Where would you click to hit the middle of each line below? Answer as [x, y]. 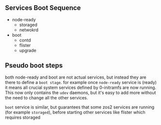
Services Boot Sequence [43, 8]
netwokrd [29, 30]
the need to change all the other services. [46, 97]
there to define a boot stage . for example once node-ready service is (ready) [81, 82]
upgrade [28, 50]
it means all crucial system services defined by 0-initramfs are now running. [80, 87]
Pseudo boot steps [34, 65]
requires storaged [23, 117]
